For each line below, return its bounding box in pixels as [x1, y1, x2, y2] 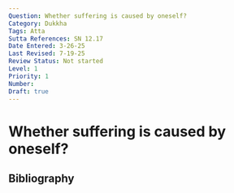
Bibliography [8, 171, 75, 185]
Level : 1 [8, 65, 38, 73]
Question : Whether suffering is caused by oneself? [8, 11, 187, 20]
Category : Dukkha [8, 19, 67, 28]
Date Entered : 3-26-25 [8, 42, 85, 50]
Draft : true [8, 87, 49, 96]
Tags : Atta [8, 27, 45, 35]
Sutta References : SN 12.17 [8, 34, 104, 43]
